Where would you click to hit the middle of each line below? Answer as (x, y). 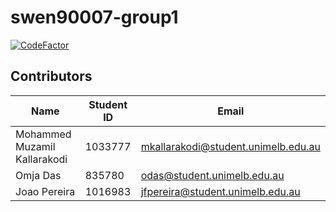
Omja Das (38, 175)
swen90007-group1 (94, 17)
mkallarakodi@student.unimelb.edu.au (230, 146)
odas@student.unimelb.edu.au (212, 175)
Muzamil (35, 146)
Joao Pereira (45, 191)
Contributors (51, 76)
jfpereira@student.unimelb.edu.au (220, 191)
